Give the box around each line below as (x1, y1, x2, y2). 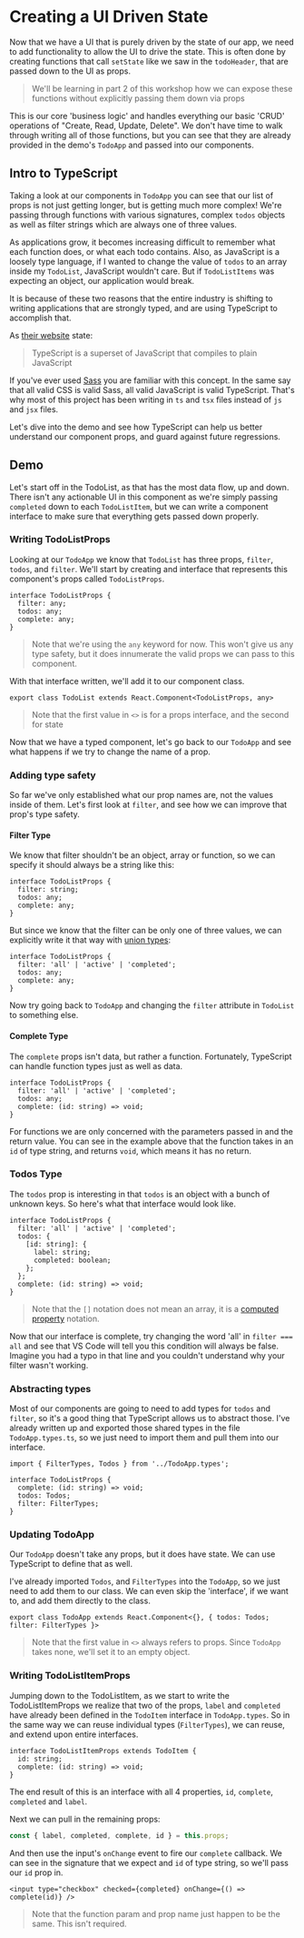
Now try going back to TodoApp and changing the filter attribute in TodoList (9, 1000, 295, 1011)
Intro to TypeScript (9, 166, 118, 181)
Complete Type (9, 1030, 69, 1041)
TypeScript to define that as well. (9, 1559, 133, 1570)
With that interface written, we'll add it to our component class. (9, 675, 245, 686)
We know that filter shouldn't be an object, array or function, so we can (9, 850, 276, 861)
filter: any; (17, 599, 67, 608)
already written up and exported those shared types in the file (9, 1422, 240, 1434)
